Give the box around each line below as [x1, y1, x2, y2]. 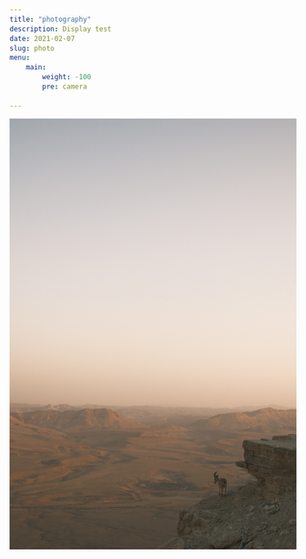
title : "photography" [9, 15, 92, 24]
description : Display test [9, 24, 112, 34]
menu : [9, 53, 30, 63]
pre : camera [42, 82, 88, 91]
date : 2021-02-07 [9, 34, 76, 43]
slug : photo [9, 44, 55, 53]
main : [25, 63, 47, 72]
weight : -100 [42, 73, 92, 82]
